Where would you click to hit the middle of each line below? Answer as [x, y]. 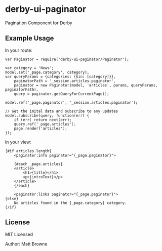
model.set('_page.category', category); [47, 72]
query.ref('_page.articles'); [45, 124]
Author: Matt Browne [26, 244]
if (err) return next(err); [43, 120]
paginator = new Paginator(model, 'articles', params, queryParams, [86, 85]
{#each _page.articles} [39, 164]
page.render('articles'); [41, 128]
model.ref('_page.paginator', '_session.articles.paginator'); [72, 102]
